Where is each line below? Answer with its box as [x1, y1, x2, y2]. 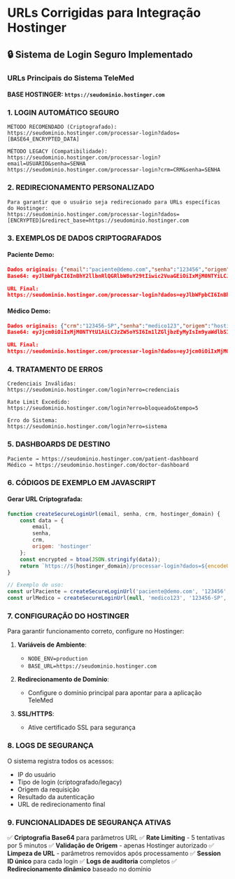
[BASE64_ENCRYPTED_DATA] [7, 136, 80, 143]
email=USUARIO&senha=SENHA [7, 160, 86, 167]
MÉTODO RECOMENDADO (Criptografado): [7, 124, 117, 131]
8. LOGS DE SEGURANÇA [7, 740, 94, 750]
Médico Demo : [7, 307, 51, 315]
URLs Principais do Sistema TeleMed [7, 73, 134, 83]
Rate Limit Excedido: [7, 399, 71, 406]
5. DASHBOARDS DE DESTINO [7, 439, 111, 449]
